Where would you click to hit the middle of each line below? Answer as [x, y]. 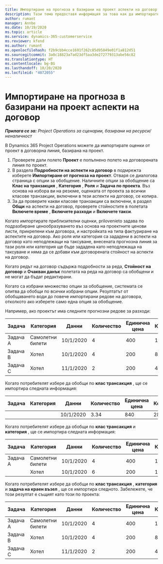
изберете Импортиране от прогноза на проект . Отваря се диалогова [85, 175]
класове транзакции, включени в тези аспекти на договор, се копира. [85, 196]
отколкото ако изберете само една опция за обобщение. [64, 301]
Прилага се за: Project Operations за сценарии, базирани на [68, 131]
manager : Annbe [20, 23]
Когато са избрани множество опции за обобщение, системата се [74, 286]
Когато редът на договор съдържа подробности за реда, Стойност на [78, 266]
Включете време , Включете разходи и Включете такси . [72, 211]
